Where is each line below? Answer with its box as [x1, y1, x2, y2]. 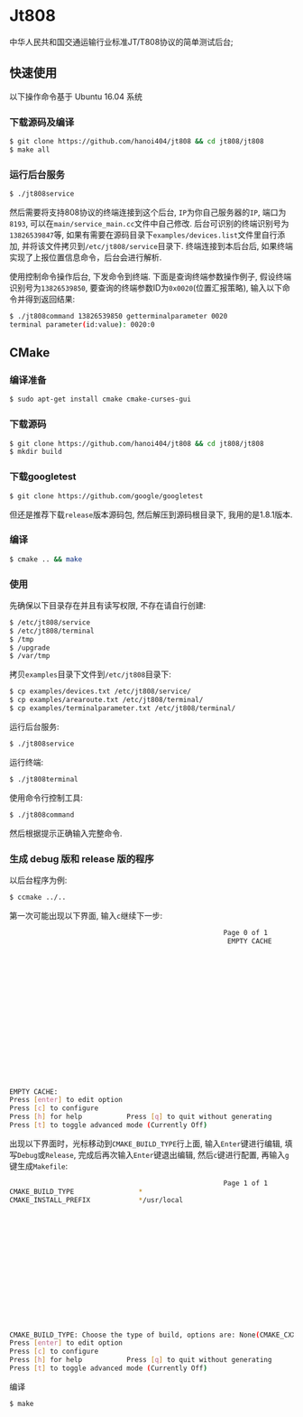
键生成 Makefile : [9, 1161, 69, 1172]
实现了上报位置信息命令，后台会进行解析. [9, 252, 162, 263]
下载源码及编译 [9, 116, 75, 128]
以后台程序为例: [9, 875, 68, 885]
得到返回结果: [24, 293, 76, 304]
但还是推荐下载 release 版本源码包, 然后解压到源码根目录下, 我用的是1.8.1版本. [9, 509, 293, 520]
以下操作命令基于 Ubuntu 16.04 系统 [9, 91, 142, 102]
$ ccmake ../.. [9, 893, 67, 902]
